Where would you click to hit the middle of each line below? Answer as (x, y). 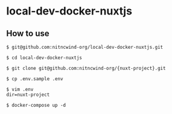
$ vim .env (20, 89)
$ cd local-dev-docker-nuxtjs (44, 58)
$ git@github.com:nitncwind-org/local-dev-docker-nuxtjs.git (85, 47)
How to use (28, 33)
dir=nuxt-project (28, 95)
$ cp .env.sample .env (35, 79)
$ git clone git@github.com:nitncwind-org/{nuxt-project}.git (86, 68)
